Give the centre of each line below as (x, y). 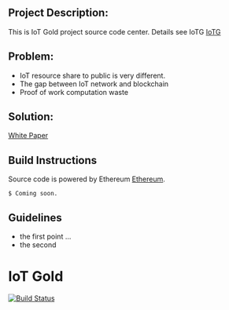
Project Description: (58, 13)
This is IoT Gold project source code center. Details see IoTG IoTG (115, 31)
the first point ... (45, 237)
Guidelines (35, 218)
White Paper (28, 136)
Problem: (31, 57)
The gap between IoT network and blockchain (94, 84)
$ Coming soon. (33, 194)
